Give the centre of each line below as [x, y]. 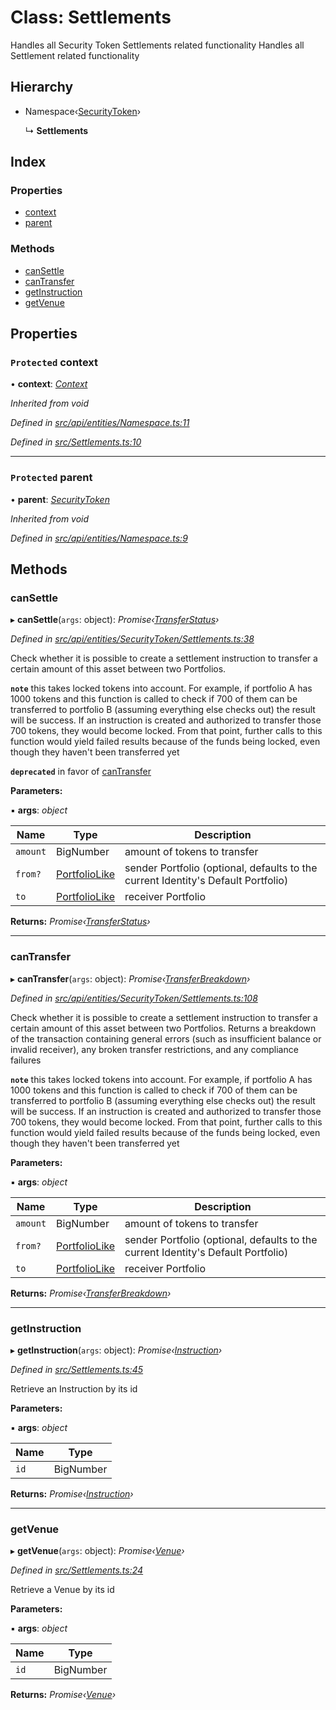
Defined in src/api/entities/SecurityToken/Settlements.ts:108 [134, 998]
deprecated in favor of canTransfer [81, 772]
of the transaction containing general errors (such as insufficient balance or [166, 1038]
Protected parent [51, 478]
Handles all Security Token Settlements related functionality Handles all [157, 45]
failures [26, 1060]
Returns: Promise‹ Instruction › [72, 1494]
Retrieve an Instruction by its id [74, 1389]
